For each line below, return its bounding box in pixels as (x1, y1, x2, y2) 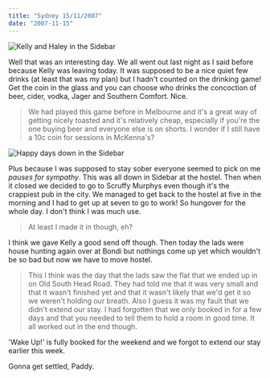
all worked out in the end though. (27, 321, 138, 331)
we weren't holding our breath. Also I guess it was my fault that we (27, 295, 249, 306)
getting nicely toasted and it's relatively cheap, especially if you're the (27, 115, 260, 125)
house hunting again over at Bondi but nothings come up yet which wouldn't (8, 246, 261, 256)
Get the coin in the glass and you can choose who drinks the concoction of (8, 82, 257, 93)
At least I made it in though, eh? (27, 222, 133, 232)
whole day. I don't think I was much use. (8, 206, 141, 216)
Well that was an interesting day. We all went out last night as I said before (8, 57, 254, 67)
